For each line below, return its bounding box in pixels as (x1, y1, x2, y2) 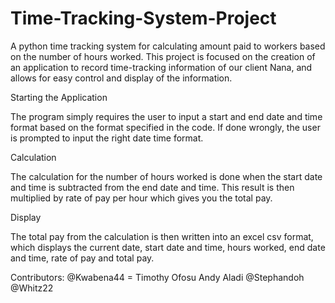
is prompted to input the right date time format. (10, 132, 204, 144)
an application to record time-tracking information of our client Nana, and (10, 61, 313, 73)
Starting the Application (10, 91, 108, 103)
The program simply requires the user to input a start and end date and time (10, 110, 323, 122)
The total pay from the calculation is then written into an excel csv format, (10, 230, 314, 242)
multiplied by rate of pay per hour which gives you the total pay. (10, 192, 273, 204)
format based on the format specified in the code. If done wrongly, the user (10, 121, 321, 133)
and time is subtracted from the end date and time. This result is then (10, 181, 295, 193)
